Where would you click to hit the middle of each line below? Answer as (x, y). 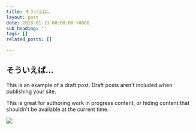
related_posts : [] (29, 39)
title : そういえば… (28, 12)
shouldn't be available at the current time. (58, 109)
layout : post (22, 17)
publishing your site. (31, 91)
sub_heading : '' (26, 28)
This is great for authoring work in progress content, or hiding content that (98, 103)
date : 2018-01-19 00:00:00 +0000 (48, 23)
